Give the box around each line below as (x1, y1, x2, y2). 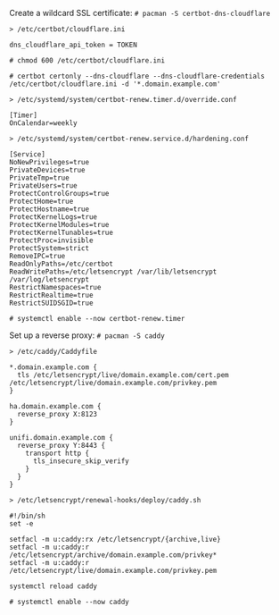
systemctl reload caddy (9, 582, 98, 591)
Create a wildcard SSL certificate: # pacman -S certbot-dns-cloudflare (9, 8, 271, 18)
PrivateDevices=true (9, 165, 86, 174)
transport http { (25, 449, 90, 458)
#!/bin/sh (9, 511, 46, 520)
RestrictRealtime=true (9, 291, 94, 299)
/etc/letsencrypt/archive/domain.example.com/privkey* (9, 551, 217, 560)
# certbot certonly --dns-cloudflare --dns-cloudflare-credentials (9, 72, 266, 80)
